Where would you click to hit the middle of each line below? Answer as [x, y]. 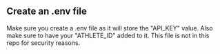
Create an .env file [47, 11]
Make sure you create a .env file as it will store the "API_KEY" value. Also [110, 28]
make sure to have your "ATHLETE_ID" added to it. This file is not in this [108, 35]
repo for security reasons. [43, 43]
